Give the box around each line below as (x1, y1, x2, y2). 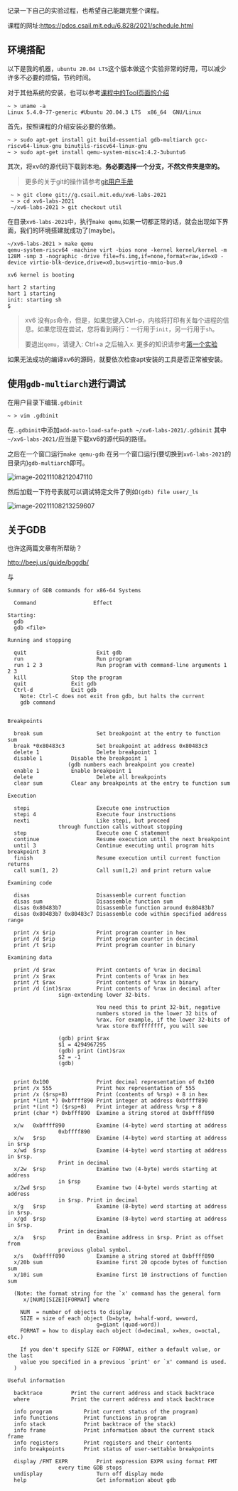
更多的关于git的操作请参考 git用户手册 (24, 177, 134, 186)
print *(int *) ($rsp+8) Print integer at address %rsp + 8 (13, 1103, 202, 1111)
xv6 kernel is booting (7, 271, 75, 279)
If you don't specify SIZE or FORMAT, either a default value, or (20, 1346, 221, 1353)
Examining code (7, 880, 53, 887)
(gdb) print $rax (58, 1035, 110, 1042)
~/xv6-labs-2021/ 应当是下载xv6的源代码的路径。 (7, 434, 151, 443)
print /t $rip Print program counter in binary (13, 941, 195, 949)
